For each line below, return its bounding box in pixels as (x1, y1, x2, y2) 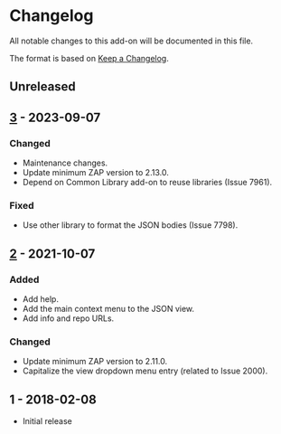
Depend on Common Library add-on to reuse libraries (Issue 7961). (22, 177, 273, 188)
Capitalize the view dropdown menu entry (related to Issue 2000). (22, 365, 268, 376)
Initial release (22, 416, 72, 427)
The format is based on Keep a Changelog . (9, 52, 169, 63)
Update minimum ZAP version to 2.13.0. (22, 167, 169, 178)
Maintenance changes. (22, 157, 108, 168)
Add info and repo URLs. (22, 313, 115, 324)
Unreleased (9, 79, 77, 95)
